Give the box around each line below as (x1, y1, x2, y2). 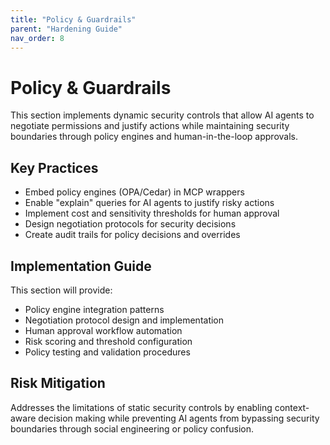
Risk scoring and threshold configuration (24, 335, 193, 347)
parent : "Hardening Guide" (10, 24, 123, 34)
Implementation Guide (10, 257, 152, 275)
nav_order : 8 (10, 33, 65, 43)
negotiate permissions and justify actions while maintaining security (10, 120, 290, 132)
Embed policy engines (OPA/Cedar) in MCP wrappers (24, 186, 245, 198)
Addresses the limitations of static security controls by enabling (10, 401, 273, 413)
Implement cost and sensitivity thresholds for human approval (24, 207, 280, 220)
